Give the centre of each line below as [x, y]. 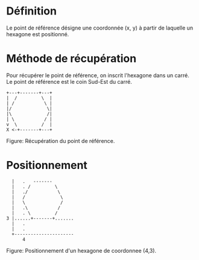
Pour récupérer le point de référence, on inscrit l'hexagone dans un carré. [98, 75]
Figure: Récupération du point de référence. [61, 141]
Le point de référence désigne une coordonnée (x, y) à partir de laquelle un [100, 28]
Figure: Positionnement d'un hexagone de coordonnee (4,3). [81, 250]
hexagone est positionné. [38, 34]
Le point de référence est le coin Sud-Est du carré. [69, 81]
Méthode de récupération [71, 59]
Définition [32, 11]
